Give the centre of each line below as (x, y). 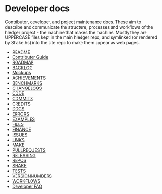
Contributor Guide (30, 57)
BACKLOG (22, 67)
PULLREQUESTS (29, 150)
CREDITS (21, 104)
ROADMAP (23, 62)
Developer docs (38, 9)
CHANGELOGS (27, 88)
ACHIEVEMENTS (29, 78)
